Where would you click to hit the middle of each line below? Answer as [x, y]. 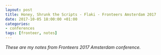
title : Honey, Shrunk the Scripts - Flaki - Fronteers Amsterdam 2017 [81, 14]
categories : [18, 24]
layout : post [19, 10]
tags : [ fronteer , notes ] [31, 33]
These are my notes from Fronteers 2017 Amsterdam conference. [73, 47]
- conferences [20, 28]
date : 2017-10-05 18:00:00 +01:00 [42, 19]
